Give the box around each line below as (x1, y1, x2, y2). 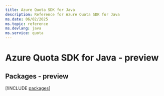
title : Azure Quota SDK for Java (5, 7, 75, 12)
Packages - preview (5, 72, 69, 80)
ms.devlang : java (5, 26, 42, 31)
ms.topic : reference (5, 21, 49, 26)
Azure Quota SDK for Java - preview (5, 52, 159, 63)
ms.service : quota (5, 30, 44, 35)
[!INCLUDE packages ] (5, 85, 51, 91)
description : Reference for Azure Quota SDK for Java (5, 12, 120, 17)
